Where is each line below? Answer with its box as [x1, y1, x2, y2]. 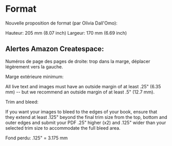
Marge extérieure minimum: [5, 74, 64, 80]
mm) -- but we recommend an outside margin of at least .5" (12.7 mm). [5, 89, 155, 95]
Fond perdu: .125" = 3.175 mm [5, 135, 68, 141]
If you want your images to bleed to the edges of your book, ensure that [5, 108, 158, 115]
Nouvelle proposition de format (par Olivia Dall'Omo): [5, 20, 118, 26]
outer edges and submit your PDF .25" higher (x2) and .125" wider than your [5, 119, 166, 126]
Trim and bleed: [5, 99, 39, 105]
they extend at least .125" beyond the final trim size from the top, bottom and [5, 114, 168, 120]
